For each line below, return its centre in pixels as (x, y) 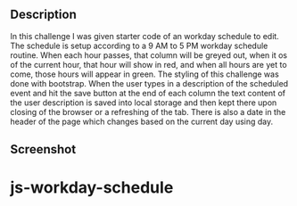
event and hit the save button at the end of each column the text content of (148, 93)
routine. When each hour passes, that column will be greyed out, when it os (149, 55)
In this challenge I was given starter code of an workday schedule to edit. (144, 36)
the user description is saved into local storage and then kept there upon (144, 103)
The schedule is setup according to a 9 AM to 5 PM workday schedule (139, 45)
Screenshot (43, 149)
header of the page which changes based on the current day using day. (142, 121)
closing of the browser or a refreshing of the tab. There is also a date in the (148, 111)
